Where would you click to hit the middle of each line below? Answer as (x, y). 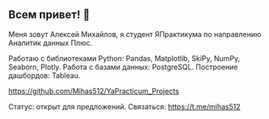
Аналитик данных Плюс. (50, 43)
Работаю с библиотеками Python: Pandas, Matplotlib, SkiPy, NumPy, (124, 58)
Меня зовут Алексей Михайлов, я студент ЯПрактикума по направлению (135, 34)
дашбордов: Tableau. (44, 75)
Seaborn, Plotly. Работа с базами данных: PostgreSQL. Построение (123, 67)
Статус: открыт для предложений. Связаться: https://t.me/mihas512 (124, 106)
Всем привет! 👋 (49, 15)
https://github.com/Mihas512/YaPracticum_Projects (94, 91)
